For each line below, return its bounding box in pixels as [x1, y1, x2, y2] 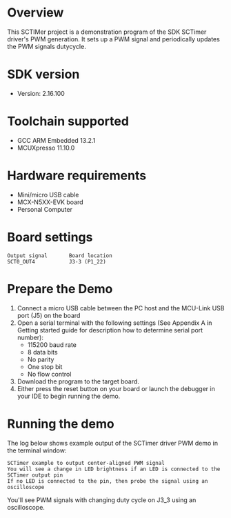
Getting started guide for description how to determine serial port [17, 326, 203, 334]
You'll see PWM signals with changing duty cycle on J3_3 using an [7, 495, 197, 504]
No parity [27, 355, 54, 363]
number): [17, 333, 43, 341]
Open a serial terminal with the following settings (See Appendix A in [17, 319, 212, 327]
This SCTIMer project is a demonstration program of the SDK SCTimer [7, 28, 207, 36]
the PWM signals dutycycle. [7, 42, 86, 50]
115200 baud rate [27, 340, 77, 349]
